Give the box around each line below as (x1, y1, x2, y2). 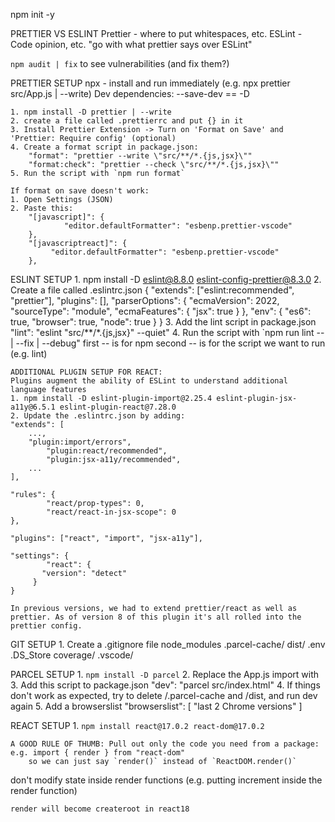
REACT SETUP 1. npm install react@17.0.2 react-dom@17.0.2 (10, 720, 265, 731)
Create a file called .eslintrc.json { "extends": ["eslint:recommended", (10, 284, 295, 296)
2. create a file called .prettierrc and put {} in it (10, 116, 244, 126)
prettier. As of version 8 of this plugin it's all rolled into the (10, 612, 302, 622)
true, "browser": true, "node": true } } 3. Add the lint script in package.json (10, 316, 317, 328)
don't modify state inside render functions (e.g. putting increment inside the (10, 774, 323, 786)
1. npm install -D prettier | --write (10, 107, 172, 117)
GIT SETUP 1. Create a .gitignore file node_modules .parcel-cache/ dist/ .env (10, 639, 326, 650)
